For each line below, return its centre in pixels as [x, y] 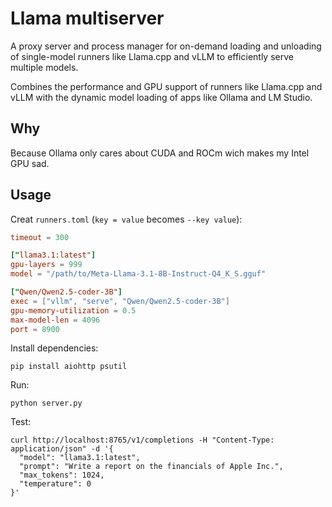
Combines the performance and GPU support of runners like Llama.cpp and [166, 86]
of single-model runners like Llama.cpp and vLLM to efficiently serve [152, 56]
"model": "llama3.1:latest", [80, 458]
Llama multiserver [87, 18]
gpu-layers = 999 [46, 265]
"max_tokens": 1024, [62, 475]
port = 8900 [35, 329]
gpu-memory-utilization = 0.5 [73, 310]
